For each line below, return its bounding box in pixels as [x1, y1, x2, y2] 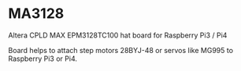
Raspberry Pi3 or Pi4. [8, 54, 77, 63]
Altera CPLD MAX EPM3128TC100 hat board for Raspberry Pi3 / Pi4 [8, 30, 228, 40]
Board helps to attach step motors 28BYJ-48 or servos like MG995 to [8, 45, 234, 55]
